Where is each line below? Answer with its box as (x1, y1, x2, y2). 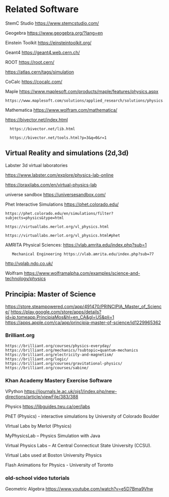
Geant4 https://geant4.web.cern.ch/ (5, 49, 80, 55)
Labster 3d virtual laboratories (5, 162, 68, 168)
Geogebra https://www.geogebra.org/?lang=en (5, 30, 103, 36)
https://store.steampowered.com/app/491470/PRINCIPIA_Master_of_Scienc (5, 303, 162, 309)
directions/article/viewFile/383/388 (5, 394, 78, 400)
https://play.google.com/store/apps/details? (11, 308, 102, 315)
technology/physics (5, 275, 46, 281)
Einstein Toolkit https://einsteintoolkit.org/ (5, 39, 92, 46)
